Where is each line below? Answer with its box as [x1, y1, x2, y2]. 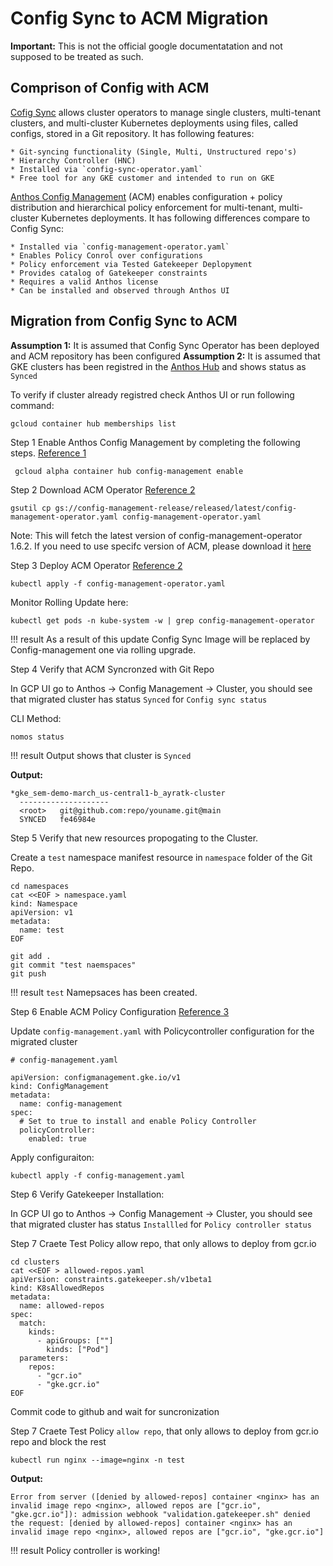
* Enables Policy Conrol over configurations [10, 250, 203, 261]
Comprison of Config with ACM [10, 80, 210, 97]
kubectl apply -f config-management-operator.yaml [10, 578, 226, 589]
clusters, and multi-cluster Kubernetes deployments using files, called [10, 117, 299, 129]
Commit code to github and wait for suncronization [10, 1405, 220, 1417]
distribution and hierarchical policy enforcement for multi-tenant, [10, 201, 277, 213]
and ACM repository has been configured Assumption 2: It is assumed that [10, 350, 321, 362]
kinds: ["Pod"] [46, 1344, 110, 1354]
